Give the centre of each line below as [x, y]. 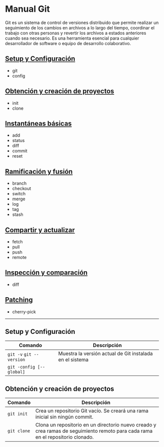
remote [19, 257]
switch [19, 194]
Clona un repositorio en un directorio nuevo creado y [96, 425]
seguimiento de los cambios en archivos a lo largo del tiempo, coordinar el [80, 27]
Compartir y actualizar [40, 230]
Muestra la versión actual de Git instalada [105, 353]
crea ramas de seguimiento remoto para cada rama [94, 431]
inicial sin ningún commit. [64, 417]
